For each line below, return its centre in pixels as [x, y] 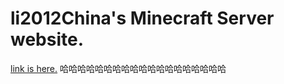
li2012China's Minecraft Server [142, 18]
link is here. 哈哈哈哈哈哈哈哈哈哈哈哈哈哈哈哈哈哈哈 [118, 68]
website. [47, 39]
